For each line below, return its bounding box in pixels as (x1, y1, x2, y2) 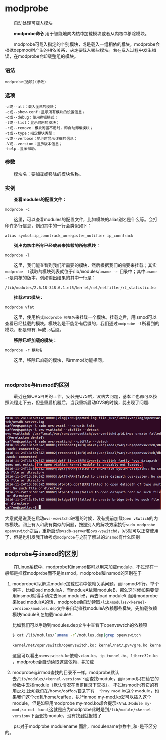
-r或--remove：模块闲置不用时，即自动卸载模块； (5, 125, 94, 130)
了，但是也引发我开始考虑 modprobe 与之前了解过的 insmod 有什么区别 (5, 534, 140, 540)
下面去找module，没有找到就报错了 (30, 712, 102, 718)
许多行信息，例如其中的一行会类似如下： (9, 223, 92, 229)
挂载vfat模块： (14, 295, 44, 300)
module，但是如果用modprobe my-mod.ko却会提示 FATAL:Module (12, 700, 143, 706)
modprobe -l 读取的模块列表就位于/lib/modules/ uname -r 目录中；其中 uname (5, 268, 157, 275)
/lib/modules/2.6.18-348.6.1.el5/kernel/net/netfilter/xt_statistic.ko (5, 285, 156, 290)
